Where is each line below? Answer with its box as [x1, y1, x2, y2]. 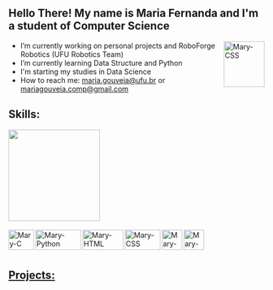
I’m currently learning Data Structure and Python [19, 58, 183, 67]
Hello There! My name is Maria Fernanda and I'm [8, 6, 258, 20]
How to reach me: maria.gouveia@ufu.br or [19, 75, 166, 84]
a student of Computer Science [8, 19, 171, 33]
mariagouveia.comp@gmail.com [19, 84, 128, 93]
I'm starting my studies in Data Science [19, 67, 152, 76]
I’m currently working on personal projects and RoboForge [19, 41, 216, 50]
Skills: [8, 107, 41, 121]
